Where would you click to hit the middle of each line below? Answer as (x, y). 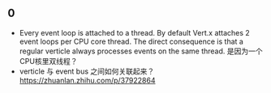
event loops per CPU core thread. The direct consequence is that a (131, 41)
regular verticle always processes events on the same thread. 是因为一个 (141, 51)
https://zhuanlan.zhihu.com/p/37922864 (87, 80)
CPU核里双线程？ (48, 61)
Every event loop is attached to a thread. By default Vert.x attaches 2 (135, 32)
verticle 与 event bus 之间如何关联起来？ (87, 71)
